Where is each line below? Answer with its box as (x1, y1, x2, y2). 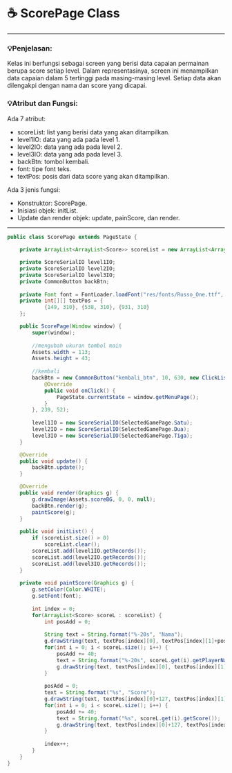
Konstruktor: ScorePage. (17, 199, 88, 207)
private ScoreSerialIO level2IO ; (19, 265, 116, 272)
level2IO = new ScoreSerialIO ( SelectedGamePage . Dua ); (32, 426, 190, 433)
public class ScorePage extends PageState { (7, 233, 137, 240)
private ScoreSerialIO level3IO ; (19, 272, 116, 278)
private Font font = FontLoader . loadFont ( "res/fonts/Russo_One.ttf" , (19, 291, 224, 298)
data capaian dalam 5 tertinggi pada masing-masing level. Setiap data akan (7, 74, 222, 82)
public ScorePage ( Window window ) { (19, 323, 122, 330)
